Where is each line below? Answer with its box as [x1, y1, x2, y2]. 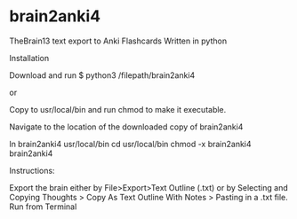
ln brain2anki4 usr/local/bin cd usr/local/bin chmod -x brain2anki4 [9, 138, 252, 149]
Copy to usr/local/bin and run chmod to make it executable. [9, 104, 227, 114]
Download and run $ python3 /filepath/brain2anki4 [9, 69, 196, 81]
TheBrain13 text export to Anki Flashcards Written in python [9, 35, 228, 46]
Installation [9, 52, 50, 63]
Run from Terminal [9, 201, 77, 212]
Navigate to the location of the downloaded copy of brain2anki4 [9, 121, 244, 132]
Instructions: [9, 165, 55, 176]
